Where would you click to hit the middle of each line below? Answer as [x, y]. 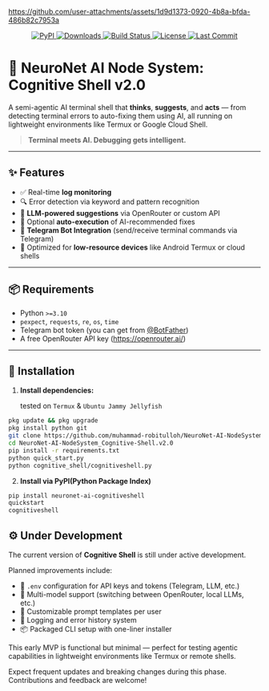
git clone [25, 436]
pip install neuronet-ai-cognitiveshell [77, 496]
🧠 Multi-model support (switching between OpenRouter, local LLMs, [132, 594]
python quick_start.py [46, 458]
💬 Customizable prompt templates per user [90, 611]
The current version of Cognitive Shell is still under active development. [127, 555]
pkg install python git [48, 429]
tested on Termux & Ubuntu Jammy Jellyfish [91, 406]
